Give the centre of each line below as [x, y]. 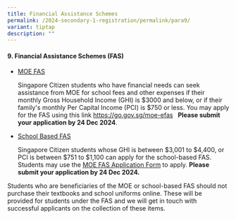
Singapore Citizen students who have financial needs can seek [108, 85]
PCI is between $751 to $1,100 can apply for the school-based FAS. [114, 157]
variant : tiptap [31, 27]
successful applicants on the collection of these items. [86, 208]
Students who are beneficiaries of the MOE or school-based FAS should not [117, 186]
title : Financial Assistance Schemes [63, 14]
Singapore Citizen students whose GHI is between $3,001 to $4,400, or [121, 150]
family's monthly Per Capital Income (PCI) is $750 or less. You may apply [123, 108]
